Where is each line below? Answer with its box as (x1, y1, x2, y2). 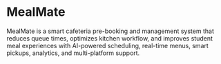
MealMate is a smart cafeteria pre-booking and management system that (6, 27, 215, 35)
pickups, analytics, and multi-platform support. (6, 49, 140, 57)
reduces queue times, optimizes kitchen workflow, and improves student (6, 34, 213, 42)
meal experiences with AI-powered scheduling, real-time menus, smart (6, 41, 209, 50)
